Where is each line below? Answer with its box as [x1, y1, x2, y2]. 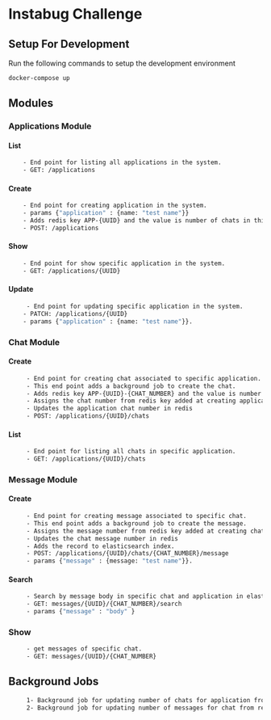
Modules [8, 96, 54, 110]
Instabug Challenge [8, 5, 143, 23]
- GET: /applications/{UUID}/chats [26, 455, 147, 463]
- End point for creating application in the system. [23, 201, 207, 210]
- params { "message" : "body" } [26, 608, 135, 616]
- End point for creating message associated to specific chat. [26, 512, 248, 520]
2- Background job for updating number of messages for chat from [26, 704, 254, 712]
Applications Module [8, 120, 92, 132]
